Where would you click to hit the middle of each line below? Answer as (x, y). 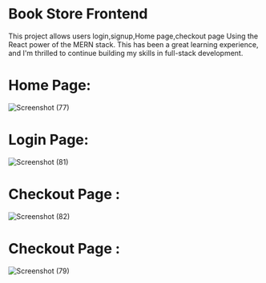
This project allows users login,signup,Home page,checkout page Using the (133, 36)
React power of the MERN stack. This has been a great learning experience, (133, 44)
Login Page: (49, 140)
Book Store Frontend (78, 14)
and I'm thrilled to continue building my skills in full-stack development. (126, 53)
